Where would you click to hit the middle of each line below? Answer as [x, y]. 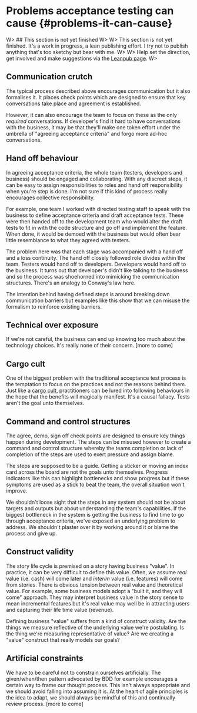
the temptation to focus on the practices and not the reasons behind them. [96, 384]
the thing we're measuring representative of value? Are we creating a [90, 634]
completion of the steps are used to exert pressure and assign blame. [90, 454]
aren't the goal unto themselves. [45, 403]
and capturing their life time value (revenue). [60, 610]
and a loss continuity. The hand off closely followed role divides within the [96, 257]
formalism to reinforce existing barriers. [54, 306]
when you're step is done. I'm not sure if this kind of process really [87, 191]
